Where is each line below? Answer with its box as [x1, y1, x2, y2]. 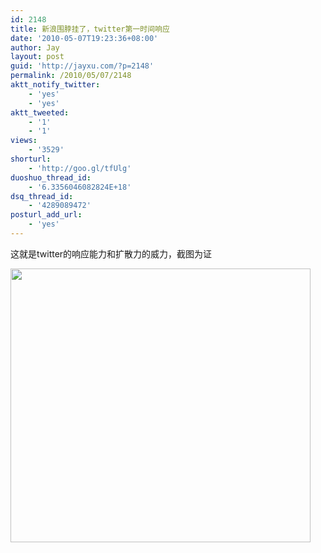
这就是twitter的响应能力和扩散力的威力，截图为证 [10, 247, 213, 260]
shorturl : [10, 154, 52, 164]
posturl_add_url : [10, 210, 83, 220]
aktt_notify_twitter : [10, 80, 101, 90]
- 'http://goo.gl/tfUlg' [28, 163, 132, 173]
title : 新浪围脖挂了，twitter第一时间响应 [10, 24, 170, 34]
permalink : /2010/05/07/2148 [10, 71, 132, 81]
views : [10, 136, 38, 146]
